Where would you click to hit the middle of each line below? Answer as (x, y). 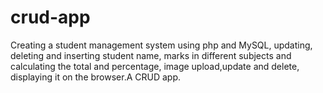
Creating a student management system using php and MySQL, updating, (161, 45)
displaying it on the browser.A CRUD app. (96, 77)
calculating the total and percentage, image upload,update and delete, (155, 66)
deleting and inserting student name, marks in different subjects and (151, 55)
